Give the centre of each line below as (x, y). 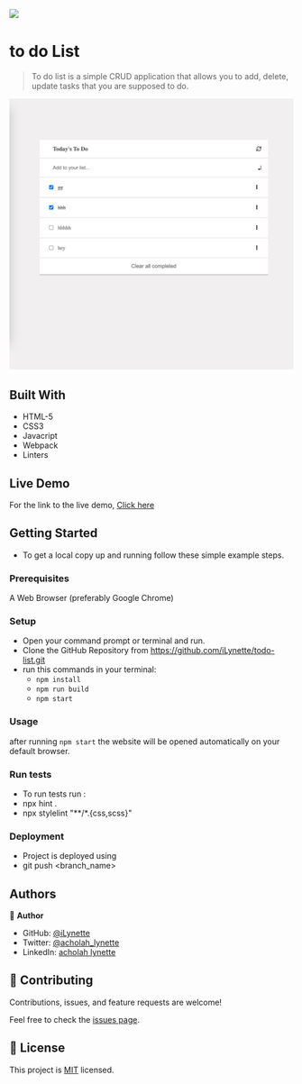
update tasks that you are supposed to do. (110, 86)
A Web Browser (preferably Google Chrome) (92, 598)
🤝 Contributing (51, 981)
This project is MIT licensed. (62, 1070)
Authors (33, 893)
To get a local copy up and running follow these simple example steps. (153, 555)
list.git (34, 660)
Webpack (40, 445)
